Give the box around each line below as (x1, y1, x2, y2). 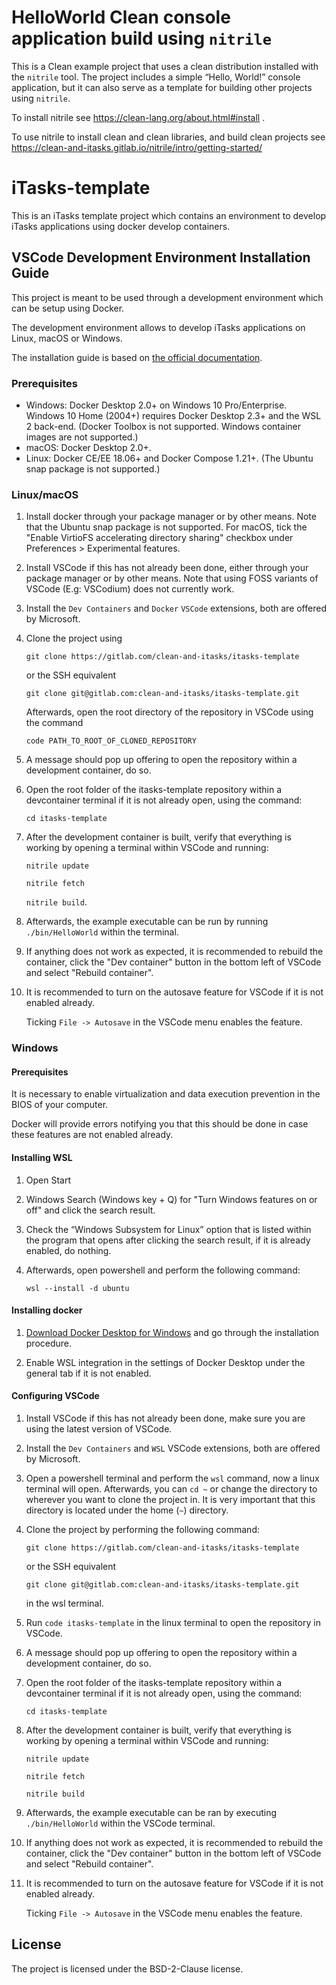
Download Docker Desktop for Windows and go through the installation (25, 1326, 320, 1338)
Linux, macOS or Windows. (11, 332, 123, 344)
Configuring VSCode (11, 1390, 100, 1402)
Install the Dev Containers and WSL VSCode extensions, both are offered (25, 1442, 321, 1455)
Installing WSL (11, 1152, 73, 1163)
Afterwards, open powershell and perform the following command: (25, 1264, 301, 1276)
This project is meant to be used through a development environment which (11, 291, 324, 303)
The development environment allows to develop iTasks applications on (11, 321, 306, 333)
